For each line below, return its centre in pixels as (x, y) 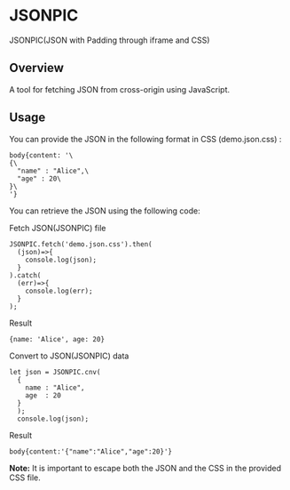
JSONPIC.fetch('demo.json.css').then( (81, 244)
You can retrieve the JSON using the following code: (105, 211)
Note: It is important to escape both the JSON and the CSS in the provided (145, 468)
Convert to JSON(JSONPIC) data (69, 356)
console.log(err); (59, 291)
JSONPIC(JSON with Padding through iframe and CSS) (110, 40)
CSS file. (25, 478)
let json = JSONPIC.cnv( (55, 372)
